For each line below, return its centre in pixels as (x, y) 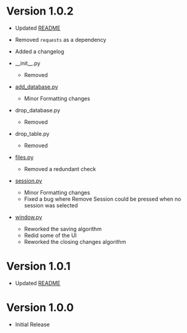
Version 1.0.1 (38, 267)
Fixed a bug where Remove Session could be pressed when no (103, 199)
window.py (28, 217)
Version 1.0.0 (40, 308)
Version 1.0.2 (40, 11)
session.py (28, 181)
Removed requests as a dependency (61, 39)
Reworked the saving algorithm (63, 229)
